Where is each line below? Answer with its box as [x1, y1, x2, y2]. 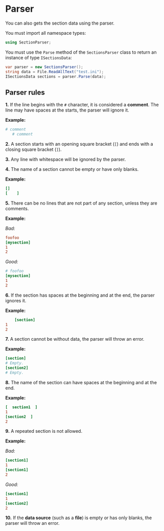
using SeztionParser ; [5, 39, 52, 45]
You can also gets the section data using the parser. [5, 20, 115, 26]
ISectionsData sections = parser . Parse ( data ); [5, 74, 106, 79]
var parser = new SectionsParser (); [5, 64, 83, 70]
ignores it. [5, 297, 27, 303]
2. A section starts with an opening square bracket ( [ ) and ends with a [5, 141, 153, 147]
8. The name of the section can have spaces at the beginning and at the [5, 379, 157, 385]
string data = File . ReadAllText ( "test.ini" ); [5, 69, 104, 74]
